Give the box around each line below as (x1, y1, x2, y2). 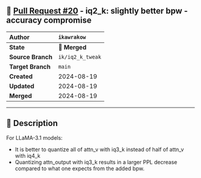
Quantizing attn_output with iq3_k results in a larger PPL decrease (14, 158, 178, 165)
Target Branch (9, 62, 51, 70)
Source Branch (9, 53, 53, 61)
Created (9, 72, 33, 81)
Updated (9, 82, 35, 90)
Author (9, 33, 30, 41)
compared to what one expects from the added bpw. (14, 165, 145, 172)
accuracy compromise (6, 16, 92, 26)
